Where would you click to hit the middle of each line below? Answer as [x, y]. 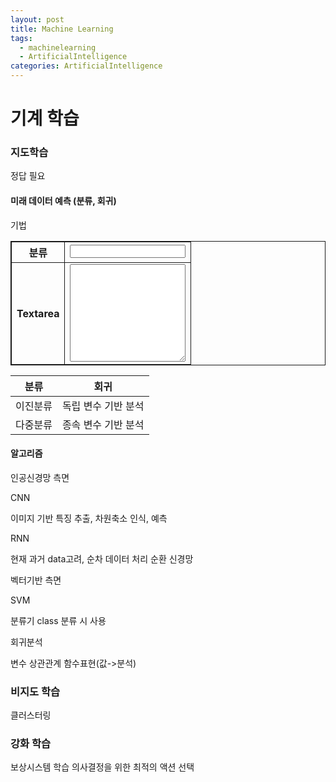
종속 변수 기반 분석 [103, 424]
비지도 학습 [35, 691]
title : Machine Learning [62, 29]
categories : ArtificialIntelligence [86, 66]
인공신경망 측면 [40, 477]
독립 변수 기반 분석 [103, 406]
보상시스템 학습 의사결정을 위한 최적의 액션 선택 [102, 767]
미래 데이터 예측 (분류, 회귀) [63, 201]
